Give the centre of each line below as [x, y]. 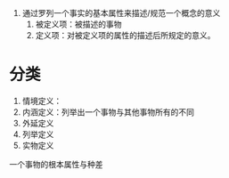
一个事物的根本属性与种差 [56, 164]
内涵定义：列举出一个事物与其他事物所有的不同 [108, 112]
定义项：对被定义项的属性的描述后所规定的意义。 [125, 35]
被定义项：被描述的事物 [78, 24]
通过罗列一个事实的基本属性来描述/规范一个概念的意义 [121, 13]
